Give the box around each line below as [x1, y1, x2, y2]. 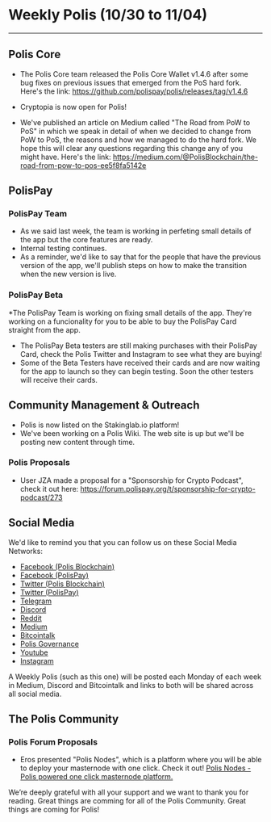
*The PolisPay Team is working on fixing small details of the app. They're [8, 308, 252, 317]
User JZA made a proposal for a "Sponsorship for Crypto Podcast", [19, 475, 244, 485]
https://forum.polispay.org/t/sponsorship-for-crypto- [80, 484, 256, 493]
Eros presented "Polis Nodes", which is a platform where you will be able [19, 755, 262, 765]
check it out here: [19, 484, 79, 493]
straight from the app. [8, 325, 81, 334]
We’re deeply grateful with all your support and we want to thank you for [8, 787, 249, 797]
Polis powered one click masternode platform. [19, 772, 173, 782]
